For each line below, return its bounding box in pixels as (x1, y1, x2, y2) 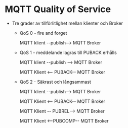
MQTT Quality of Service (5, 4, 111, 15)
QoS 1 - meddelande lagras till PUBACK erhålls (19, 49, 117, 55)
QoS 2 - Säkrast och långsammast (19, 79, 92, 85)
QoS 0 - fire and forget (19, 30, 67, 36)
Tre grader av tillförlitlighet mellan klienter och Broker (12, 20, 123, 26)
